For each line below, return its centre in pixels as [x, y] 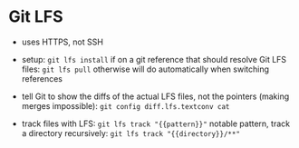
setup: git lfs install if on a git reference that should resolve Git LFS [154, 59]
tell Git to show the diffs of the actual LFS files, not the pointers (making [155, 96]
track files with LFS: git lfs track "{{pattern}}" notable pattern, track [156, 123]
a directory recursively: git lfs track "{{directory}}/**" [131, 133]
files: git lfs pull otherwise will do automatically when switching [145, 69]
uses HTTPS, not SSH [62, 42]
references [42, 78]
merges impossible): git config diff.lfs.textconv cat [125, 105]
